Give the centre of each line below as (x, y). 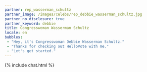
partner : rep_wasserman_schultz (38, 10)
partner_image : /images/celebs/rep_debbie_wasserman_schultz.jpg (73, 14)
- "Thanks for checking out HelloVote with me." (58, 46)
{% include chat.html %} (30, 65)
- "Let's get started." (31, 51)
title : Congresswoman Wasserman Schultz (47, 28)
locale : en (16, 33)
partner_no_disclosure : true (35, 19)
